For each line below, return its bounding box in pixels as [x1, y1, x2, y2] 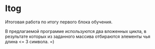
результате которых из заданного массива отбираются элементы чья [5, 33, 151, 39]
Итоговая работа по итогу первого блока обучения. [5, 19, 113, 25]
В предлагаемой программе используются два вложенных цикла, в [5, 28, 147, 34]
